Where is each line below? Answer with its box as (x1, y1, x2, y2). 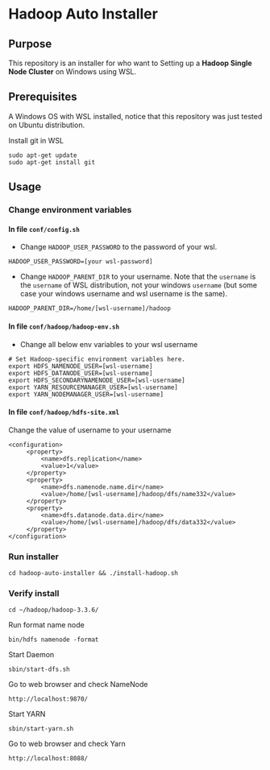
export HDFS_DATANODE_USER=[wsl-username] (8, 369, 153, 377)
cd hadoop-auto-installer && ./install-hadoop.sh (8, 569, 179, 577)
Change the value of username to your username (8, 424, 172, 435)
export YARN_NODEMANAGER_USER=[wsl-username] (8, 390, 164, 399)
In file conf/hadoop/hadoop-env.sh (8, 321, 119, 331)
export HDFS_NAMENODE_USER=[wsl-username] (8, 362, 153, 371)
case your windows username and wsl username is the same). (19, 289, 228, 299)
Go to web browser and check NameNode (8, 680, 148, 689)
